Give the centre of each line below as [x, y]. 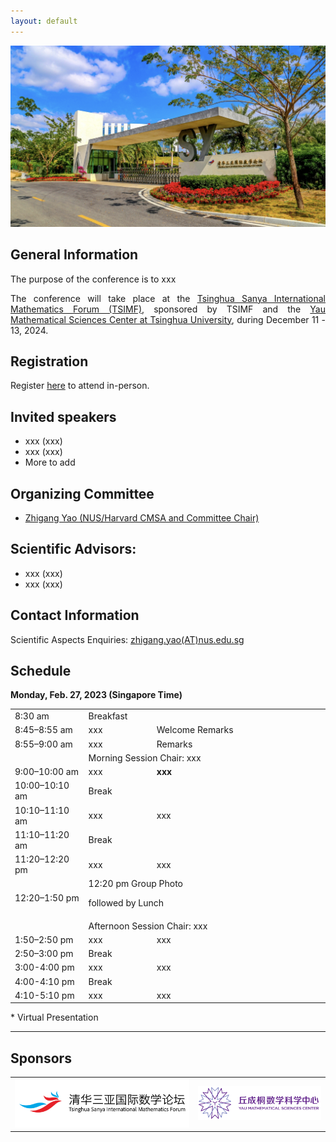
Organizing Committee [82, 493]
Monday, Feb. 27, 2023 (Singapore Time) [96, 695]
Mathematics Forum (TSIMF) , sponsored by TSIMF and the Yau [168, 309]
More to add [50, 462]
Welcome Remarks [195, 730]
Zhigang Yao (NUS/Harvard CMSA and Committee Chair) [142, 518]
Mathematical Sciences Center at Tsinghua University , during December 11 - [168, 319]
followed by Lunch [126, 903]
